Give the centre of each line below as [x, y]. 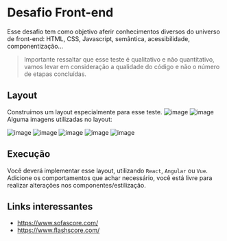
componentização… [35, 46]
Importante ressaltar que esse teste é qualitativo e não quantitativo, [119, 59]
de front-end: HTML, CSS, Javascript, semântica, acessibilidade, [99, 38]
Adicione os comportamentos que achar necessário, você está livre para [110, 178]
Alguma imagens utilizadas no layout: [60, 119]
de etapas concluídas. [55, 74]
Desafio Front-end [60, 13]
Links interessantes [50, 206]
